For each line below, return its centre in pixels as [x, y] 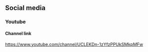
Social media [25, 8]
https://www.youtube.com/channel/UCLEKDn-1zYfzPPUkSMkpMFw [74, 44]
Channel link [18, 33]
